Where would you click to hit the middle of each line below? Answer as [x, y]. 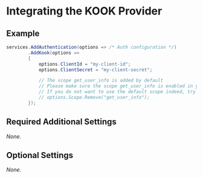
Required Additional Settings [61, 122]
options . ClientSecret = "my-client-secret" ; [95, 70]
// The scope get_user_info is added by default [101, 81]
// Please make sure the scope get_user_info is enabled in [116, 86]
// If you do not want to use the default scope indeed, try [117, 92]
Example [23, 33]
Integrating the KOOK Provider [84, 11]
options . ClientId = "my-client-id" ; [85, 64]
